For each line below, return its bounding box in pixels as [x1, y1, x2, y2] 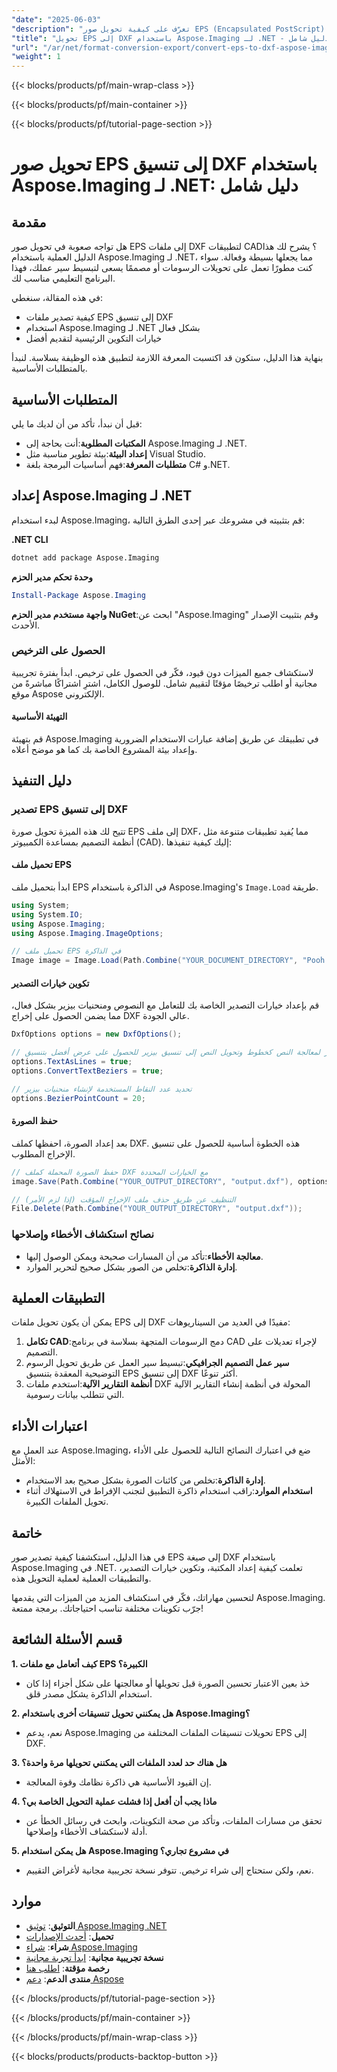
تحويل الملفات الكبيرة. [25, 1496, 109, 1508]
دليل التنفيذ [11, 772, 72, 790]
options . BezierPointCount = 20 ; [11, 1093, 146, 1103]
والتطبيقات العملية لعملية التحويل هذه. [11, 1572, 152, 1585]
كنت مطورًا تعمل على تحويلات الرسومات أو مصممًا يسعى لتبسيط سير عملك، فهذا [11, 262, 313, 274]
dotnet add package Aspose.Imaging [11, 552, 160, 563]
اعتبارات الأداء [11, 1417, 88, 1435]
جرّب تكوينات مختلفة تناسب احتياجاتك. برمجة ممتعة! [11, 1602, 204, 1615]
